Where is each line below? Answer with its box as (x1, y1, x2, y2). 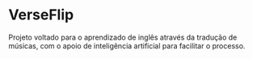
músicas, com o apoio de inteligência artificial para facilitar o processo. (8, 40, 246, 50)
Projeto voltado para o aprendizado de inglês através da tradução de (8, 32, 238, 42)
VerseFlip (8, 6, 74, 24)
